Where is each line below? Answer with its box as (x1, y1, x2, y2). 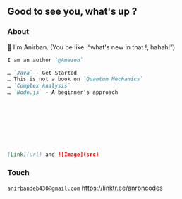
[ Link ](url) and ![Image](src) (7, 151, 99, 158)
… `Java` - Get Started (7, 69, 78, 76)
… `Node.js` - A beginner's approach (7, 89, 119, 96)
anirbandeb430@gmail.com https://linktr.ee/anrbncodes (7, 183, 164, 193)
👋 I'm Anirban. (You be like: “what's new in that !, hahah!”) (7, 42, 176, 52)
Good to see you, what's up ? (7, 6, 138, 18)
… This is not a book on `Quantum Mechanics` (7, 76, 143, 83)
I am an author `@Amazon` (7, 56, 83, 64)
